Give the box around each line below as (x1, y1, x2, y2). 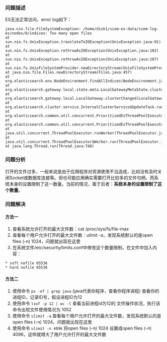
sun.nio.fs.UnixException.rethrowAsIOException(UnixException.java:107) (5, 57, 159, 62)
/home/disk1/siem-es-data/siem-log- (83, 26, 159, 32)
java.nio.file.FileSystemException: (5, 26, 81, 32)
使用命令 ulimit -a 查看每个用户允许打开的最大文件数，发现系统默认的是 (12, 313, 162, 319)
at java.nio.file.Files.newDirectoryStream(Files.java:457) (5, 70, 133, 75)
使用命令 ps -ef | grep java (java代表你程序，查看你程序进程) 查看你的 (12, 288, 160, 294)
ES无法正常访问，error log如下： (5, 16, 72, 23)
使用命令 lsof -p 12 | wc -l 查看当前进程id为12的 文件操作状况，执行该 (12, 300, 161, 306)
